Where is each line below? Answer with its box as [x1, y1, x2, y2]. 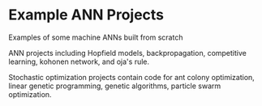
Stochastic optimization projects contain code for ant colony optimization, [8, 72, 256, 82]
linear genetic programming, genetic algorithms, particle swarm [8, 81, 221, 91]
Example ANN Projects [8, 6, 165, 24]
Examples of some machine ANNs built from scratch [8, 32, 183, 42]
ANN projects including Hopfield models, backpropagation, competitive [8, 48, 247, 57]
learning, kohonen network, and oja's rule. [8, 57, 150, 66]
